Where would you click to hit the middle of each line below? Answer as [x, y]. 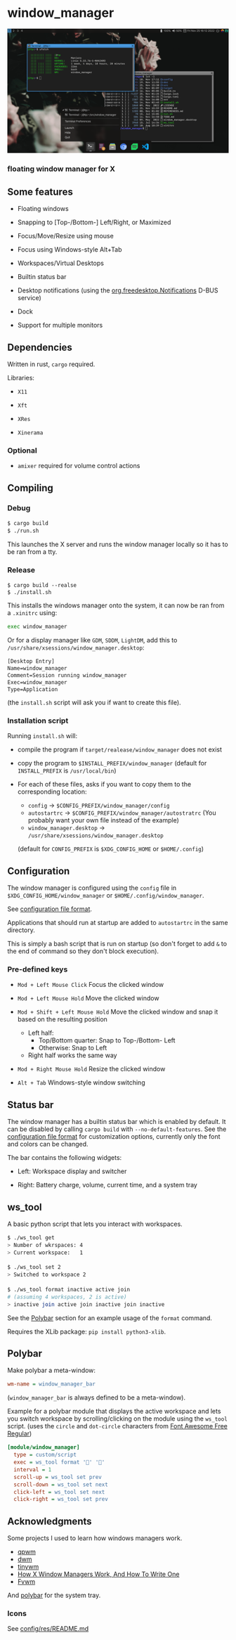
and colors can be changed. [48, 1144]
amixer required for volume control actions [79, 466]
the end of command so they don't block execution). [83, 951]
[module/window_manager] [44, 1447]
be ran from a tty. [32, 551]
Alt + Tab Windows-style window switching [81, 1083]
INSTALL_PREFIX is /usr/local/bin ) [67, 770]
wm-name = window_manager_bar [52, 1384]
